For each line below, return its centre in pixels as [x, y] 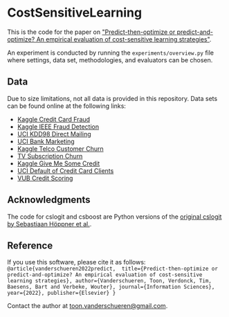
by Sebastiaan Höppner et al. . [49, 224]
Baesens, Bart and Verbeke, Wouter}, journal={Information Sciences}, [111, 287]
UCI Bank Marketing [46, 141]
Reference [30, 245]
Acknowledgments [49, 200]
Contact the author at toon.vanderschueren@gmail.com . [88, 306]
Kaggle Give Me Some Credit [58, 163]
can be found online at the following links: [67, 106]
